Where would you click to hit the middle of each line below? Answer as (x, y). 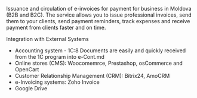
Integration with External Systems (47, 39)
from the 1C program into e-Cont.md (59, 57)
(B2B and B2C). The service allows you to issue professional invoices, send (99, 15)
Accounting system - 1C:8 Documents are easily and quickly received (100, 50)
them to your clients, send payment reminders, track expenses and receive (98, 21)
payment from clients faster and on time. (56, 27)
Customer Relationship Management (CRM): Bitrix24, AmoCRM (92, 76)
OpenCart (27, 69)
